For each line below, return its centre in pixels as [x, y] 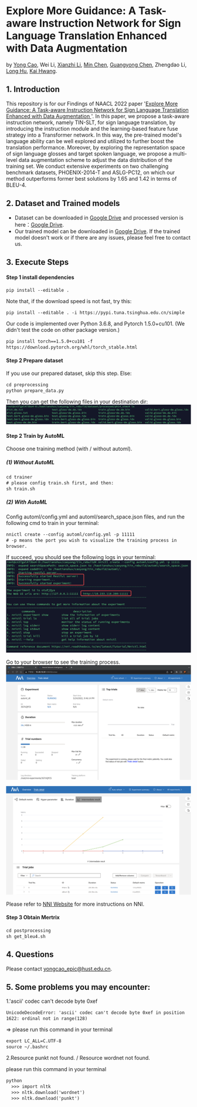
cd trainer [19, 477]
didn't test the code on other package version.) [63, 330]
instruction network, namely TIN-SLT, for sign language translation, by [91, 122]
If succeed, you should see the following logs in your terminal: [81, 557]
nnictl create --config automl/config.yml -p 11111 [70, 535]
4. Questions [30, 955]
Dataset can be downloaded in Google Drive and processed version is [99, 217]
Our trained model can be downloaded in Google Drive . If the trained [97, 231]
